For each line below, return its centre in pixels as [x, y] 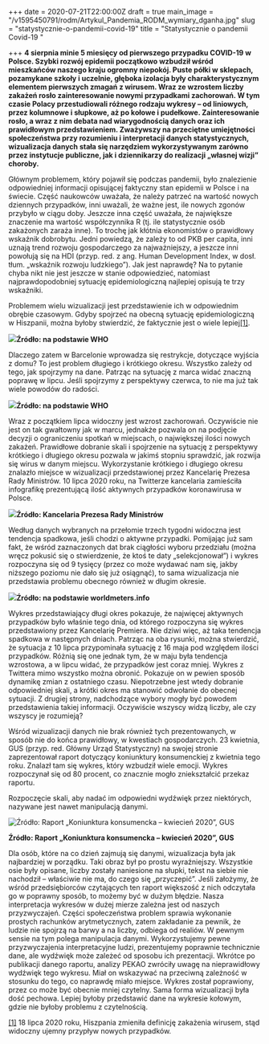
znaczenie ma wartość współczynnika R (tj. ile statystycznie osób [117, 222]
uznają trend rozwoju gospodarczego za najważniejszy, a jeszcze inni [123, 247]
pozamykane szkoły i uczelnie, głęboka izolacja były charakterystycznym [134, 78]
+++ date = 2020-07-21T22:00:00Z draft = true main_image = [111, 12]
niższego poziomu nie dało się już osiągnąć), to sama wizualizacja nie [124, 573]
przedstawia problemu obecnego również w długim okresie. [107, 581]
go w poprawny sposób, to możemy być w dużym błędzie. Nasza [116, 896]
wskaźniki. [26, 290]
